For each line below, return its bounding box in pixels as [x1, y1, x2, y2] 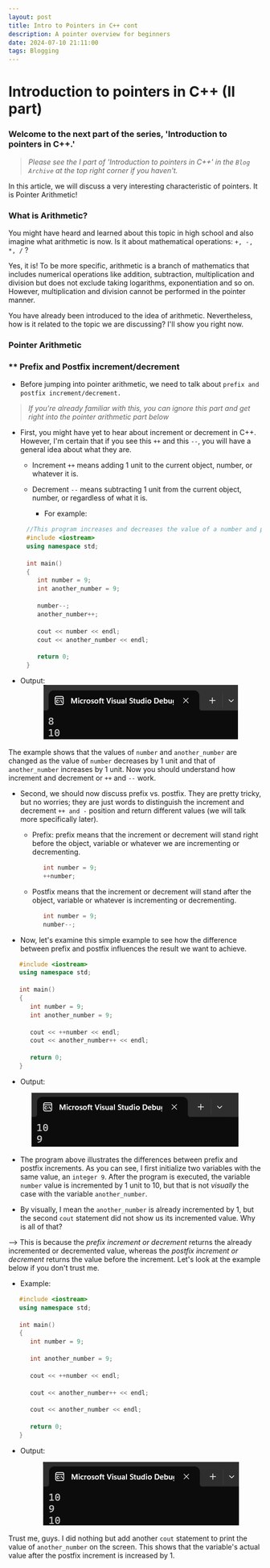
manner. [8, 295, 36, 305]
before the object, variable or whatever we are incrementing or [31, 839, 239, 848]
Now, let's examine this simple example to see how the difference [19, 935, 237, 944]
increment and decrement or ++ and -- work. [8, 774, 157, 782]
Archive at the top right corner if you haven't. [27, 165, 178, 175]
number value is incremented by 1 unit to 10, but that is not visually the [19, 1180, 249, 1190]
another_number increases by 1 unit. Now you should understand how [8, 765, 235, 774]
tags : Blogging [8, 47, 59, 56]
